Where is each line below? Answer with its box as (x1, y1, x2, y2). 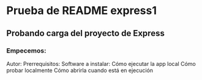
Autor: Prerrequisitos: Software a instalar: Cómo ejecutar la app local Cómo (6, 60, 196, 67)
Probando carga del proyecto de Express (6, 28, 165, 38)
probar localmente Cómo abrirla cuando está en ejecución (6, 67, 154, 74)
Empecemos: (6, 46, 47, 55)
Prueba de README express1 (6, 4, 157, 18)
